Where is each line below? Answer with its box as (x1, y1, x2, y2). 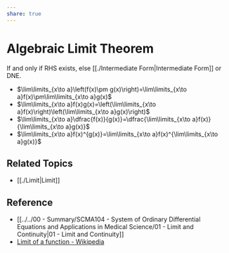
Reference (6, 196, 53, 208)
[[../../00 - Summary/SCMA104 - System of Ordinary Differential (16, 215, 201, 223)
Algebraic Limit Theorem (6, 40, 154, 56)
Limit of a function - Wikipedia (16, 238, 105, 246)
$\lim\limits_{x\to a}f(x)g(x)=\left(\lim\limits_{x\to (16, 100, 156, 108)
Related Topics (6, 157, 73, 169)
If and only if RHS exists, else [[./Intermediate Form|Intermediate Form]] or (6, 64, 222, 72)
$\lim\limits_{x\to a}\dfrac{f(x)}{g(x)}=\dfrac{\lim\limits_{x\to (16, 115, 191, 123)
